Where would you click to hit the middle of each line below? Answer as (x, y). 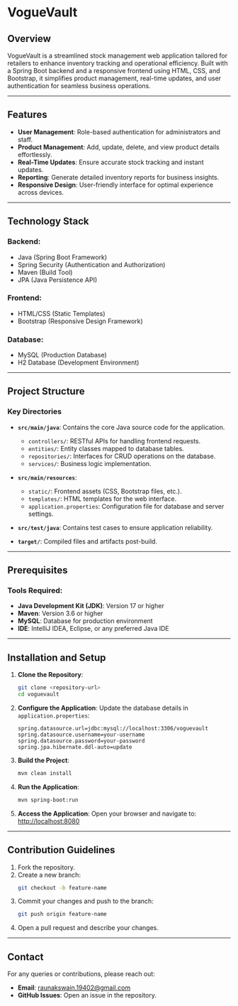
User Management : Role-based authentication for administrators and (119, 131)
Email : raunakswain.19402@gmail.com (74, 988)
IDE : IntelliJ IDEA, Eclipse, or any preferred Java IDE (93, 629)
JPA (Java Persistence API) (57, 280)
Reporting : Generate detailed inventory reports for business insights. (118, 177)
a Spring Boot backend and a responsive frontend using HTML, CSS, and (114, 71)
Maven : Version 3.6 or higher (60, 613)
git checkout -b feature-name (62, 888)
